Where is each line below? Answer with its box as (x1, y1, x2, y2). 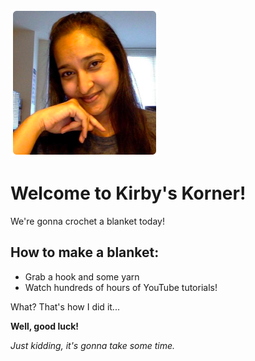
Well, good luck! (10, 320, 80, 332)
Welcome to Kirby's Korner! (10, 182, 247, 205)
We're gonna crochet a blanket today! (10, 215, 165, 227)
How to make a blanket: (10, 244, 160, 261)
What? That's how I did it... (10, 300, 120, 313)
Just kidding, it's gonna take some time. (10, 339, 176, 351)
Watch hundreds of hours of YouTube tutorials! (24, 281, 218, 293)
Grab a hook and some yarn (24, 270, 140, 283)
